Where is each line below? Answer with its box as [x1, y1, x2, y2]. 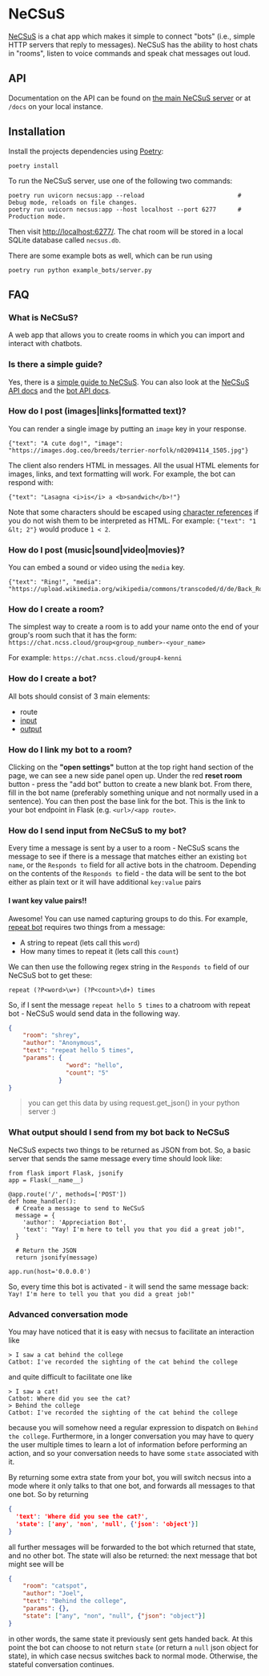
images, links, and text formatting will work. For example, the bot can [8, 469, 236, 479]
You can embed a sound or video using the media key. [8, 563, 186, 573]
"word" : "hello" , [65, 1061, 124, 1069]
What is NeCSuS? [8, 312, 78, 323]
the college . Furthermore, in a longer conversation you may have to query [8, 1431, 255, 1441]
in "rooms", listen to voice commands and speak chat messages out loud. [8, 48, 251, 58]
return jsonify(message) [15, 1254, 98, 1262]
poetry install [8, 161, 59, 169]
